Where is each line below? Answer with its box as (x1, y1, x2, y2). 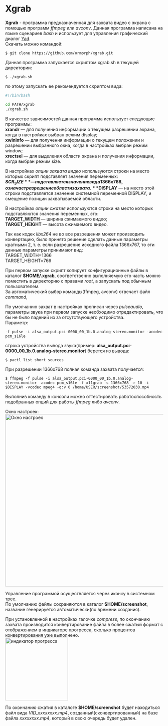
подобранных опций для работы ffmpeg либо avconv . (5, 399, 120, 405)
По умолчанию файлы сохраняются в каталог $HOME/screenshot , (5, 601, 148, 607)
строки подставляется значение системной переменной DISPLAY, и (5, 190, 151, 196)
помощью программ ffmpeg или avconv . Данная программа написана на (5, 25, 163, 31)
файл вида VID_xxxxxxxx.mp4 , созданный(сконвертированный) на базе (5, 710, 158, 716)
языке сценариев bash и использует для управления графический (5, 30, 148, 36)
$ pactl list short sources (5, 358, 64, 363)
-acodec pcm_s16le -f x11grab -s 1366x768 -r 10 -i (39, 380, 149, 386)
